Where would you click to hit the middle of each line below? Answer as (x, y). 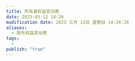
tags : (13, 38)
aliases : (17, 28)
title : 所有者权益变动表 (33, 11)
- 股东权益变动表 (29, 33)
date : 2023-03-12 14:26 (35, 17)
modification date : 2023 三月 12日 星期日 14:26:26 (68, 22)
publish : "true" (26, 49)
